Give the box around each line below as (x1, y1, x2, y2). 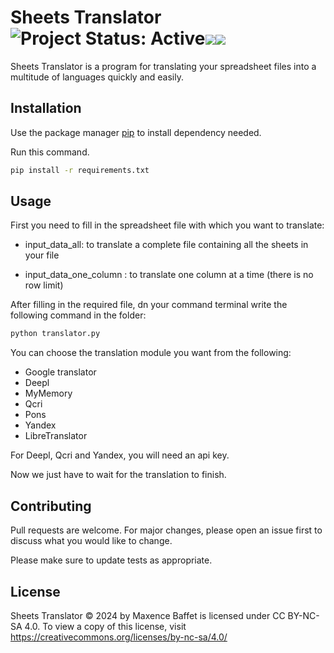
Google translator (24, 366, 97, 378)
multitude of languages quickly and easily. (10, 71, 184, 83)
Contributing (10, 497, 92, 515)
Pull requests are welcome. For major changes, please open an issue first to (10, 524, 323, 536)
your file (24, 249, 60, 261)
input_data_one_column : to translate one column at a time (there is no (24, 269, 314, 281)
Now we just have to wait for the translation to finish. (10, 469, 227, 481)
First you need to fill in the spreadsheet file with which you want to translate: (10, 219, 325, 231)
